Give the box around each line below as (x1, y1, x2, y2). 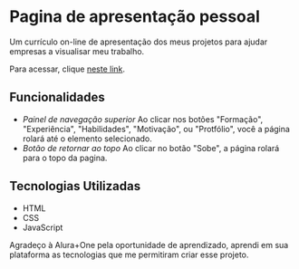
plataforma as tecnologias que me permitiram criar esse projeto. (9, 249, 249, 260)
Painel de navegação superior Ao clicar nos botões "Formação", (22, 113, 264, 124)
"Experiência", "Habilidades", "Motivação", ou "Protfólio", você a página (22, 123, 290, 134)
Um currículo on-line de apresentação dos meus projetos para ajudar (9, 36, 268, 47)
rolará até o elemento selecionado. (22, 133, 152, 144)
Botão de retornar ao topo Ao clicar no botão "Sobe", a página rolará (22, 142, 280, 153)
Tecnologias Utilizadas (9, 178, 141, 194)
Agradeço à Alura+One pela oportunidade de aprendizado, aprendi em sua (9, 239, 289, 250)
